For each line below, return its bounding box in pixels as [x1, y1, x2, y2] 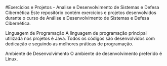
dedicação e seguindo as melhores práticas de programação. [5, 41, 134, 47]
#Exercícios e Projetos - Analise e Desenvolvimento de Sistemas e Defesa [5, 5, 159, 10]
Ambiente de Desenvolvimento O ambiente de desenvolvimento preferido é [5, 50, 162, 56]
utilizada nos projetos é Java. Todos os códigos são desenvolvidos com [5, 35, 155, 41]
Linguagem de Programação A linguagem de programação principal [5, 30, 147, 36]
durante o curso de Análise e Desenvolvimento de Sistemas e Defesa [5, 15, 149, 21]
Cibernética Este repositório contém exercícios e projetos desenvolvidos [5, 10, 157, 16]
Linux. [5, 56, 18, 62]
